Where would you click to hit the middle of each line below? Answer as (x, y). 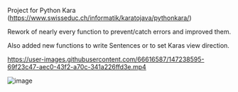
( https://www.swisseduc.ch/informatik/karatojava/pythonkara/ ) (99, 18)
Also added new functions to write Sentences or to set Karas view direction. (118, 45)
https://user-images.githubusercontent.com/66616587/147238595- (106, 59)
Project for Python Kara (42, 10)
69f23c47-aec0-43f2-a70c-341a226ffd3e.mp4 (77, 67)
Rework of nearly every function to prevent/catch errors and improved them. (119, 32)
